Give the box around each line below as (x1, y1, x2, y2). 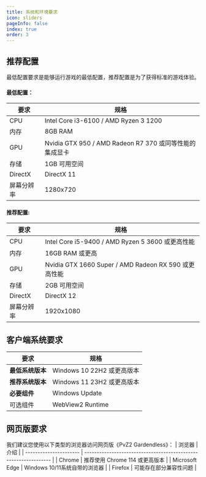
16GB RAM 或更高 (45, 249, 97, 258)
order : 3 (6, 32, 29, 38)
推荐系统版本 (9, 378, 47, 386)
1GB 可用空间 (45, 160, 84, 169)
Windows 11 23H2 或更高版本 (52, 378, 140, 386)
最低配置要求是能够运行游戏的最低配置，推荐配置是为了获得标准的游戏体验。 (6, 73, 200, 80)
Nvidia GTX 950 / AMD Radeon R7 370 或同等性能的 (45, 139, 196, 148)
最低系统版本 (9, 366, 47, 375)
